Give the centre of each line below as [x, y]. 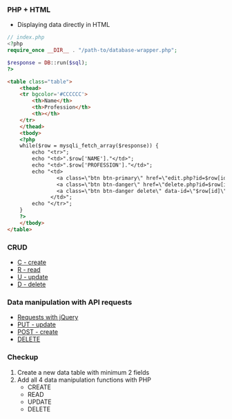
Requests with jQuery [48, 317]
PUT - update [37, 325]
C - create [32, 262]
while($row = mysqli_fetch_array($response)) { [89, 146]
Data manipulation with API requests [70, 302]
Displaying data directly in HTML [64, 25]
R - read [29, 269]
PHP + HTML [29, 10]
